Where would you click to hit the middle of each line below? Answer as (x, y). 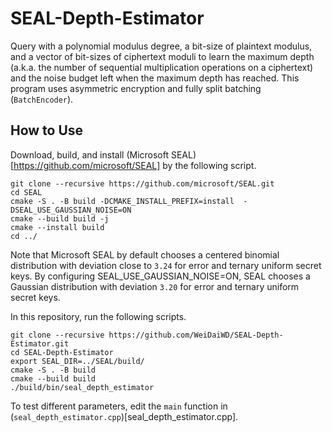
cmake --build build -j (60, 218)
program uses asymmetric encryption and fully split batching (136, 88)
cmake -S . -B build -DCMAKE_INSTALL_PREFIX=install (122, 201)
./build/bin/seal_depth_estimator (82, 387)
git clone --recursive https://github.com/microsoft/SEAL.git (142, 183)
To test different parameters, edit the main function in (119, 406)
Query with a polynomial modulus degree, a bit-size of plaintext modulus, (161, 46)
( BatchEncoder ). (42, 99)
